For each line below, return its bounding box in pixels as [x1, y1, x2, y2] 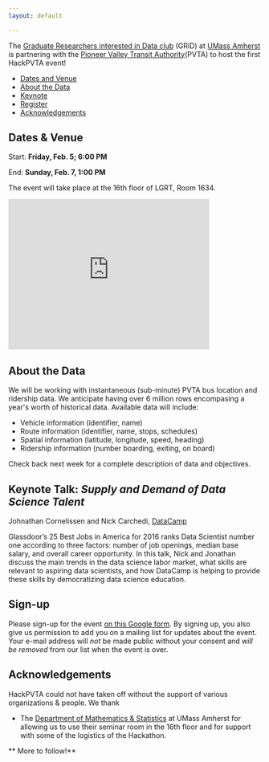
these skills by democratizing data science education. [8, 575, 186, 585]
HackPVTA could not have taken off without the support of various [8, 689, 228, 699]
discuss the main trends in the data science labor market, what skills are [8, 557, 247, 567]
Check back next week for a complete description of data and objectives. [8, 459, 251, 469]
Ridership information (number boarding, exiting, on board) [19, 443, 215, 454]
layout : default [8, 11, 63, 20]
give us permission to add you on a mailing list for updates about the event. [8, 627, 257, 637]
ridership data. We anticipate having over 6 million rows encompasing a [8, 394, 245, 404]
